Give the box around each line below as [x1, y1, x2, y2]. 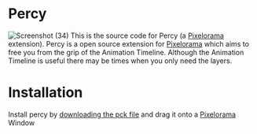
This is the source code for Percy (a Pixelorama [70, 31, 224, 40]
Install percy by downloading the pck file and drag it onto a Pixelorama [8, 110, 237, 119]
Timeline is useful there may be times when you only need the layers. [8, 56, 233, 65]
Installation [8, 84, 83, 102]
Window [8, 117, 35, 127]
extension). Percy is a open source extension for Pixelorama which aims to [8, 39, 250, 48]
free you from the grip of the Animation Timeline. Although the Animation [8, 47, 244, 57]
